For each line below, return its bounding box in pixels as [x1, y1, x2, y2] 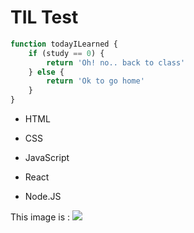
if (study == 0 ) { [28, 48, 105, 58]
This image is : [10, 211, 70, 223]
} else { [28, 67, 65, 77]
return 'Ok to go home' [46, 76, 145, 86]
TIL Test [10, 6, 79, 29]
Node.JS [24, 191, 62, 203]
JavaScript [24, 152, 70, 164]
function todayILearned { [10, 39, 118, 49]
